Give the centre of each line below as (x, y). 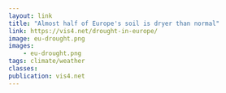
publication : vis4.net (47, 76)
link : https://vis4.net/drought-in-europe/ (83, 31)
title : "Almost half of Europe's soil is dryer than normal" (114, 23)
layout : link (30, 16)
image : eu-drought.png (47, 38)
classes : (23, 69)
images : (22, 46)
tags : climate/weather (47, 61)
